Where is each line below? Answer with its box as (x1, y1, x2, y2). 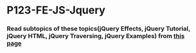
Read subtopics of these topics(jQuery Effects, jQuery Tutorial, (6, 25, 191, 33)
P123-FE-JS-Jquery (6, 4, 105, 17)
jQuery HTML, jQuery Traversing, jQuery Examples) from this (6, 32, 185, 40)
